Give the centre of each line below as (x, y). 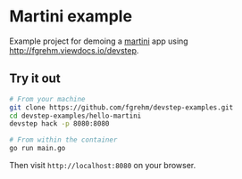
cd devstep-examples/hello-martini (75, 116)
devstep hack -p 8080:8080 (59, 124)
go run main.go (38, 149)
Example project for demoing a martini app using (99, 41)
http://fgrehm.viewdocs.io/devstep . (74, 50)
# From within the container (63, 140)
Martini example (71, 16)
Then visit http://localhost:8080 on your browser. (103, 165)
